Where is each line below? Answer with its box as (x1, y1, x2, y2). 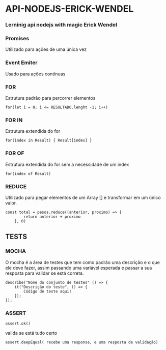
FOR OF (5, 150, 24, 157)
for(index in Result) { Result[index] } (5, 138, 93, 143)
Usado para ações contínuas (5, 71, 66, 77)
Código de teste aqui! (23, 288, 72, 294)
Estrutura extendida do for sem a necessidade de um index (5, 161, 129, 167)
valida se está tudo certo (5, 330, 58, 336)
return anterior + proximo (23, 214, 81, 219)
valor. (5, 199, 17, 206)
